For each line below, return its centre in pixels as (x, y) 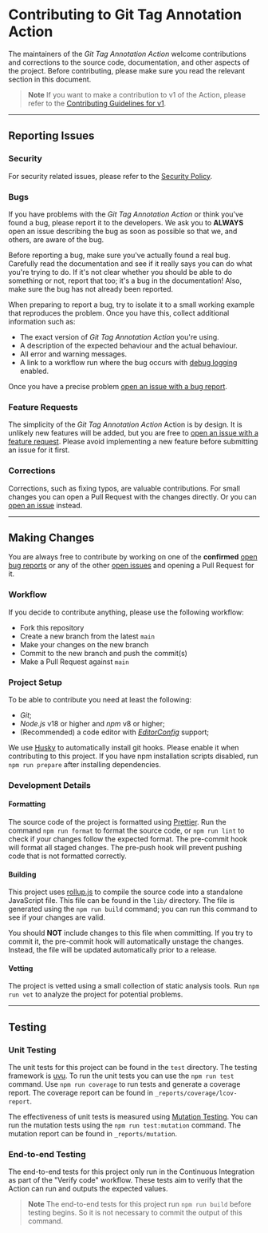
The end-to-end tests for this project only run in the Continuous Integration (132, 1171)
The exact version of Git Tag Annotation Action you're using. (119, 336)
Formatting (27, 804)
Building (22, 874)
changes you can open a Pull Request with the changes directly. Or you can (132, 496)
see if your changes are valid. (57, 917)
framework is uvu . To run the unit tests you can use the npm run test (121, 1076)
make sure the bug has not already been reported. (91, 288)
